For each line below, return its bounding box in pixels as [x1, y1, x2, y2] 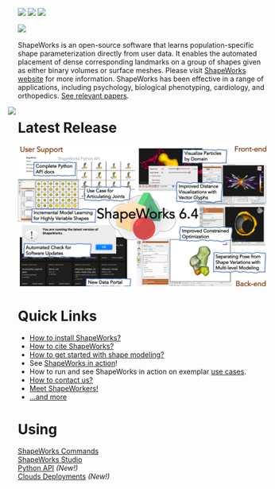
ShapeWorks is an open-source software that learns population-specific [17, 41, 254, 49]
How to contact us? [29, 375, 94, 385]
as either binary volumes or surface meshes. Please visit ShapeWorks [17, 66, 246, 75]
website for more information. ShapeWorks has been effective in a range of [17, 74, 264, 83]
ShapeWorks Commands [17, 446, 99, 456]
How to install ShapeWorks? [29, 333, 122, 343]
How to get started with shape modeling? [29, 350, 165, 359]
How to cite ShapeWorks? [29, 342, 114, 351]
